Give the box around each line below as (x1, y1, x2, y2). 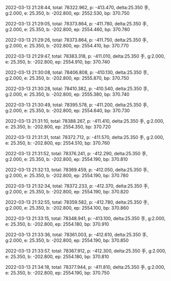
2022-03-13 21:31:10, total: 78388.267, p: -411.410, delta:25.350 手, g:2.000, (5, 118, 164, 124)
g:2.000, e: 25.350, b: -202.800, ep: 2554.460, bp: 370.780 (5, 26, 130, 32)
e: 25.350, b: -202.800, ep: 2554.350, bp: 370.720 (5, 124, 111, 130)
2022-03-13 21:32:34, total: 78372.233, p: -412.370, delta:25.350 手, (5, 183, 150, 189)
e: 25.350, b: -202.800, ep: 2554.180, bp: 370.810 (5, 254, 109, 260)
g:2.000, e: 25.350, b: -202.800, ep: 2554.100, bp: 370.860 (5, 205, 129, 211)
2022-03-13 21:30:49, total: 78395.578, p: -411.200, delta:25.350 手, (5, 102, 149, 108)
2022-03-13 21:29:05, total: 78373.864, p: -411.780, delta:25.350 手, (5, 21, 149, 26)
